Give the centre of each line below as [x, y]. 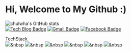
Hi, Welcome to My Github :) [66, 9]
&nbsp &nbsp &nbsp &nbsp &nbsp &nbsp [66, 45]
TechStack [17, 39]
